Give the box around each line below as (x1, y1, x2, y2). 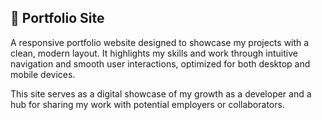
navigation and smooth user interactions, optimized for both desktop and (10, 57, 311, 70)
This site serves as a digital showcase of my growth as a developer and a (10, 87, 312, 100)
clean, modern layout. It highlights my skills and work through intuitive (10, 47, 298, 59)
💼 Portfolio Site (10, 10, 105, 27)
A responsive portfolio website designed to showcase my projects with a (10, 36, 310, 48)
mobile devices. (10, 68, 76, 80)
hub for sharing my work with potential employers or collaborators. (10, 98, 285, 110)
